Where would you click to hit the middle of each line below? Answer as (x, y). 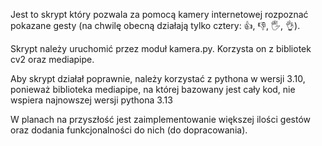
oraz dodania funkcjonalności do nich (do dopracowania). (129, 130)
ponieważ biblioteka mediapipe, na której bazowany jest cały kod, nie (153, 89)
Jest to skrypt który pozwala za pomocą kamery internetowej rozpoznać (159, 14)
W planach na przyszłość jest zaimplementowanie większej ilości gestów (161, 119)
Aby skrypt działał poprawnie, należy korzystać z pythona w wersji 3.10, (158, 78)
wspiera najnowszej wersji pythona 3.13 (91, 100)
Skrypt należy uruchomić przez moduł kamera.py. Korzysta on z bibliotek (161, 48)
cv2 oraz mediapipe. (52, 59)
